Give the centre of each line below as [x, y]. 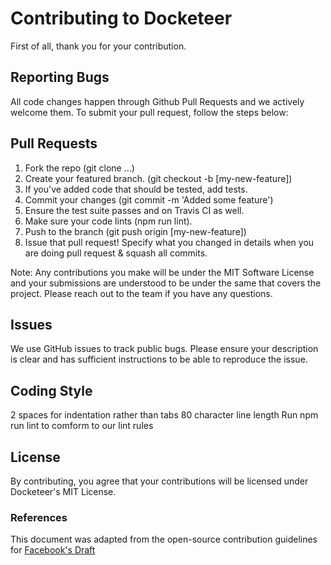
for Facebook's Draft [53, 550]
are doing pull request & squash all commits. [116, 253]
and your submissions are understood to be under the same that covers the [166, 283]
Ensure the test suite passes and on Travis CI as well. [134, 210]
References [39, 517]
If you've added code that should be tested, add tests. [136, 189]
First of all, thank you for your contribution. [98, 46]
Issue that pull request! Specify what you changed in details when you [169, 242]
